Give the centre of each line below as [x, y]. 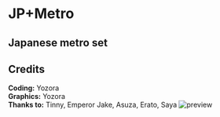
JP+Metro [41, 14]
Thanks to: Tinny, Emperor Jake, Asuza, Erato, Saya [93, 105]
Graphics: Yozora [37, 97]
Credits [27, 69]
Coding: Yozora [34, 88]
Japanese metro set [58, 43]
